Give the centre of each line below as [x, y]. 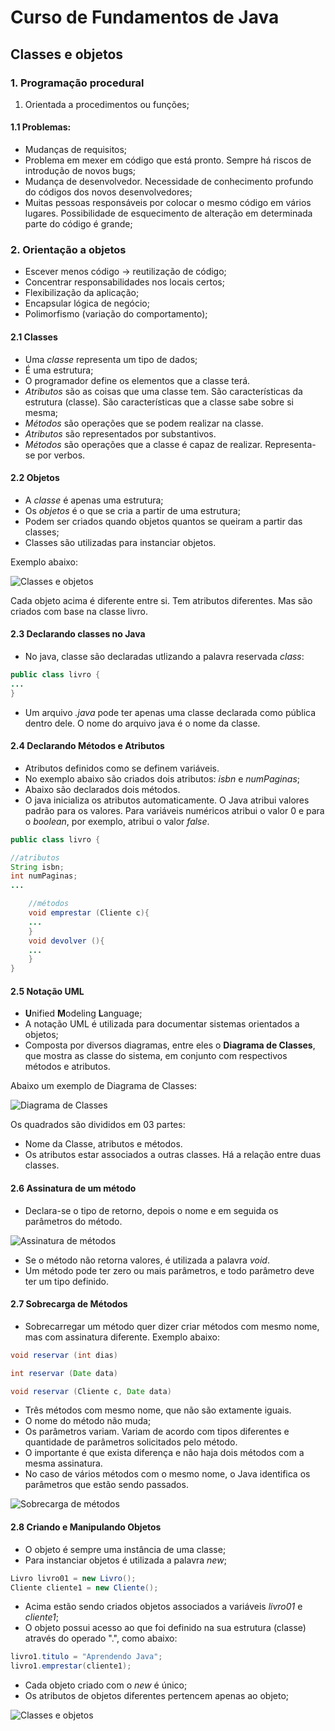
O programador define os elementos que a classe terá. [137, 380]
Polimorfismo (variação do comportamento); [116, 314]
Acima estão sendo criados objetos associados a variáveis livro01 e [163, 1607]
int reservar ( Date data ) [64, 1373]
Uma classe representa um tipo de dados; [111, 359]
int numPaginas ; [44, 876]
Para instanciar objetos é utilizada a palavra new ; [125, 1560]
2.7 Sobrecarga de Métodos [69, 1304]
